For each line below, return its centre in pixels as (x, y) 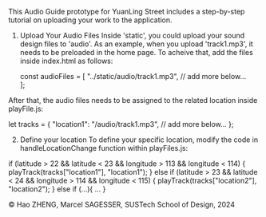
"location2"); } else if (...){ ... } (57, 189)
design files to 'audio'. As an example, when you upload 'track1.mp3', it (136, 44)
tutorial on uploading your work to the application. (91, 20)
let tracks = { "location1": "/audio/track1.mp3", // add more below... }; (121, 124)
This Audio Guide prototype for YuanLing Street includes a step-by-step (127, 12)
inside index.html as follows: (66, 61)
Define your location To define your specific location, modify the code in (139, 140)
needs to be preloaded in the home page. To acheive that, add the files (136, 52)
